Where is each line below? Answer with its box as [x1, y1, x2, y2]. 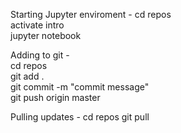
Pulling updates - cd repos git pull [10, 111, 150, 123]
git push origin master [10, 92, 101, 103]
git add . [10, 70, 45, 82]
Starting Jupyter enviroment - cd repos [10, 9, 172, 20]
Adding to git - [10, 49, 70, 61]
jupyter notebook [10, 30, 82, 41]
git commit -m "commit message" [10, 81, 150, 93]
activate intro [10, 19, 65, 31]
